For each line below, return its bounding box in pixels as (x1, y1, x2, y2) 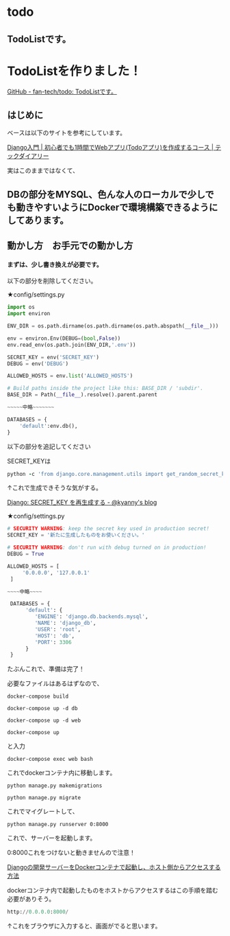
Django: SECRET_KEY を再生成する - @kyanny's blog (7, 499, 157, 507)
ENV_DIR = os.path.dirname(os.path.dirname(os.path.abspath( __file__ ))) (7, 323, 219, 330)
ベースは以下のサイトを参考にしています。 (7, 128, 127, 137)
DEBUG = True (7, 551, 44, 558)
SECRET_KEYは (7, 457, 51, 465)
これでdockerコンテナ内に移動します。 (7, 768, 116, 777)
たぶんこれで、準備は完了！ (7, 665, 86, 673)
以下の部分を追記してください (7, 442, 91, 450)
